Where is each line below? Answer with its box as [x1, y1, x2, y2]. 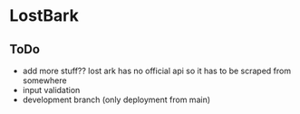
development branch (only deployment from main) [22, 94, 211, 105]
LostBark [9, 5, 79, 26]
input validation [22, 85, 81, 95]
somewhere [22, 75, 67, 86]
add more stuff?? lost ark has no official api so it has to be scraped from [22, 65, 292, 76]
